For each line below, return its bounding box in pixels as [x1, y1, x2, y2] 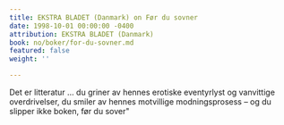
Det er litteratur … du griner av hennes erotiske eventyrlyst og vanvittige [9, 87, 276, 97]
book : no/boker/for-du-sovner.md [9, 37, 134, 47]
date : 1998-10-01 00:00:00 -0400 [9, 21, 134, 30]
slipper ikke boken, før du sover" [9, 106, 130, 116]
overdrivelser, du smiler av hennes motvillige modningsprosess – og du [9, 96, 271, 107]
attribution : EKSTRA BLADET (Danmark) [9, 29, 154, 38]
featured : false [9, 46, 70, 55]
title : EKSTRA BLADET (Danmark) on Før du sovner [9, 12, 199, 22]
